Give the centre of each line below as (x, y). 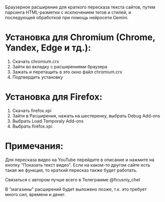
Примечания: (34, 146)
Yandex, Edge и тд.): (48, 48)
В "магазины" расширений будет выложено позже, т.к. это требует (76, 189)
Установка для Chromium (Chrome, (80, 38)
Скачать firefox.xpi (32, 111)
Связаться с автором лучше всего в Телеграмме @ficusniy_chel (73, 179)
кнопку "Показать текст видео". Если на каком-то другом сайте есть (78, 165)
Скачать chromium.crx (35, 61)
